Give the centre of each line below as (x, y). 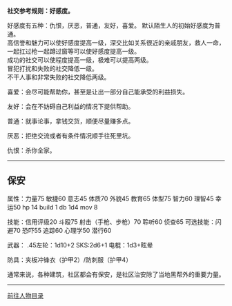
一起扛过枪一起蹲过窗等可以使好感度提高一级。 (74, 51)
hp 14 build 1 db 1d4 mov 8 (60, 207)
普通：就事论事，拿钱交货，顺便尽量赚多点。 (71, 121)
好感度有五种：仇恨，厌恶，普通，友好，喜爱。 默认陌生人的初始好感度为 (111, 25)
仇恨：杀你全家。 (31, 150)
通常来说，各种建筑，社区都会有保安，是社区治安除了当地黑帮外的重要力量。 (116, 274)
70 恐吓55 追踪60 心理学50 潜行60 (62, 230)
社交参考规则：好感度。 (40, 11)
